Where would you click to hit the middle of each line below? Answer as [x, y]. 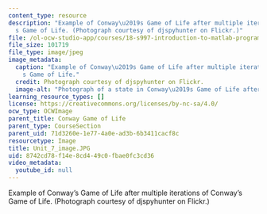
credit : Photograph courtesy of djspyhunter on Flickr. [110, 82]
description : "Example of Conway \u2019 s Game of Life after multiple [126, 23]
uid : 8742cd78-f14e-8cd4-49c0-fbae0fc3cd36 [81, 155]
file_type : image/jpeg [46, 52]
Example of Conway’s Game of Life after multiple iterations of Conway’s [125, 193]
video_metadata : [35, 163]
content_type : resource [48, 15]
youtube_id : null [44, 170]
